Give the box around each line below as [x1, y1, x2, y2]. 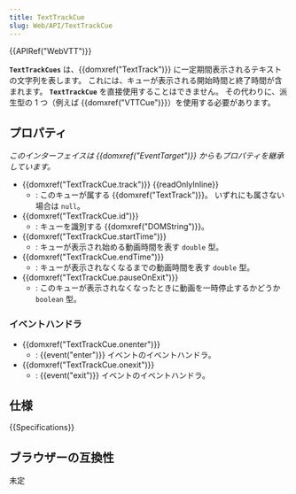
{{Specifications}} [9, 422, 75, 433]
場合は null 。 [35, 201, 86, 212]
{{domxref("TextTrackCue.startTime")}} [21, 231, 167, 242]
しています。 [9, 161, 56, 173]
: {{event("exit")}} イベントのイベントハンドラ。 [35, 369, 210, 381]
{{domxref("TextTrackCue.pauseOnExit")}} [21, 272, 179, 283]
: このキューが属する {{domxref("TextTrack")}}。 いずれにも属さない [35, 189, 285, 200]
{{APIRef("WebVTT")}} [9, 45, 92, 56]
